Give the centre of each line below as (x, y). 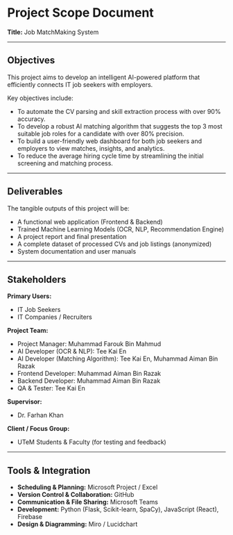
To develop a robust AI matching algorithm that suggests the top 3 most (120, 126)
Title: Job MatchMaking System (53, 32)
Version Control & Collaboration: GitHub (76, 495)
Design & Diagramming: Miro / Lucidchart (77, 524)
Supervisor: (25, 402)
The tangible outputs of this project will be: (68, 208)
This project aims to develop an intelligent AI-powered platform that (104, 77)
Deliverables (35, 191)
